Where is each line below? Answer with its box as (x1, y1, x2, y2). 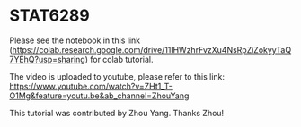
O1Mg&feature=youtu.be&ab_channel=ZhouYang (9, 90, 190, 101)
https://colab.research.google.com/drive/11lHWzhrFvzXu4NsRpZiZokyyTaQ (12, 44, 292, 55)
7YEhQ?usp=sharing (9, 54, 85, 64)
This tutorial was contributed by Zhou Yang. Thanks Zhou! (9, 107, 225, 118)
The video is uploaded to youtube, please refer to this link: (9, 71, 226, 81)
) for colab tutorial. (84, 54, 155, 64)
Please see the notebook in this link (9, 35, 141, 46)
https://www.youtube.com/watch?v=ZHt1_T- (9, 80, 173, 91)
